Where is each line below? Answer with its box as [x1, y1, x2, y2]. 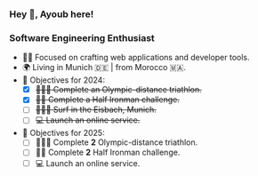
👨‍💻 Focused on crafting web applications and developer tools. [21, 52, 251, 63]
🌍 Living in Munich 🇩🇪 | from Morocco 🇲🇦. [21, 62, 187, 73]
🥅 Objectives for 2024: [21, 75, 105, 85]
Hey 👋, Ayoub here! [9, 8, 94, 20]
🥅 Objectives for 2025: [21, 128, 105, 139]
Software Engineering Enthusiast [9, 31, 156, 44]
